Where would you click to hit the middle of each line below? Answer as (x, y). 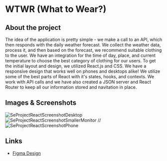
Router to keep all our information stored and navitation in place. (71, 87)
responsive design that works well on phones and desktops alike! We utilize (83, 71)
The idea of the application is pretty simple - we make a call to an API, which (84, 39)
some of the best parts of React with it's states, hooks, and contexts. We (80, 77)
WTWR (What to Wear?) (56, 9)
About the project (33, 28)
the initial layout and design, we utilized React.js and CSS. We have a (76, 66)
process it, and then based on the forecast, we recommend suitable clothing (83, 50)
